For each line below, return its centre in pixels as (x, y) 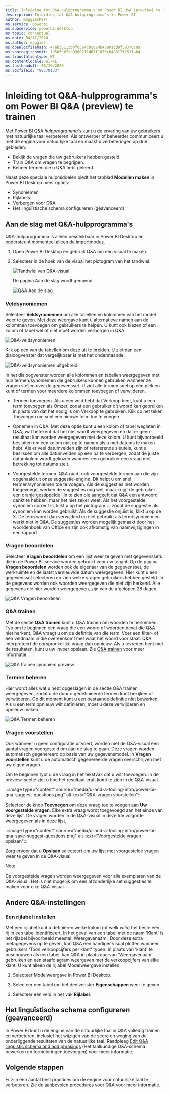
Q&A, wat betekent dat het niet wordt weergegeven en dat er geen (81, 432)
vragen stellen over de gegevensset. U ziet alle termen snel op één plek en (83, 386)
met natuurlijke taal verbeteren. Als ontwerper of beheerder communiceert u (84, 136)
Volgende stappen (35, 1068)
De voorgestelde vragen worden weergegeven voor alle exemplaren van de (83, 876)
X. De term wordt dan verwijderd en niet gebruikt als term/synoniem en (86, 517)
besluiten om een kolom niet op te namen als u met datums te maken (84, 443)
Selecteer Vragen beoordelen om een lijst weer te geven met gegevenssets (84, 556)
